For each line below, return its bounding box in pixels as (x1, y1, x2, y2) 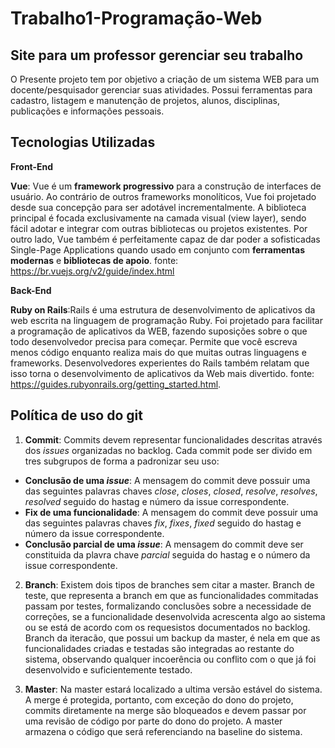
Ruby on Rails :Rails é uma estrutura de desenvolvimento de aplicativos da (10, 303, 316, 316)
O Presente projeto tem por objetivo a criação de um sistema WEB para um (10, 73, 320, 85)
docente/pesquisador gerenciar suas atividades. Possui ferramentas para (10, 84, 313, 96)
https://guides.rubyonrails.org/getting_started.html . (10, 378, 222, 390)
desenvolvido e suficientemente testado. (24, 663, 193, 676)
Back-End (10, 284, 52, 296)
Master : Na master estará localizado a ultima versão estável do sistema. (24, 683, 323, 695)
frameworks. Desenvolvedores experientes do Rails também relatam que (10, 357, 310, 369)
